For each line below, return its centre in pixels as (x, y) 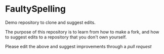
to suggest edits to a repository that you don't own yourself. (66, 37)
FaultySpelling (35, 9)
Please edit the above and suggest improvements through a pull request (78, 46)
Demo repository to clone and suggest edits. (50, 22)
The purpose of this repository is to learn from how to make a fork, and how (82, 32)
